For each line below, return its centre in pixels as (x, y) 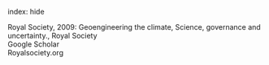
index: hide (26, 12)
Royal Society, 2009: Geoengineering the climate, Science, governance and (134, 27)
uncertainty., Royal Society (53, 36)
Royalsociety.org (36, 53)
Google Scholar (34, 44)
